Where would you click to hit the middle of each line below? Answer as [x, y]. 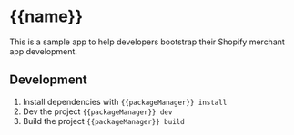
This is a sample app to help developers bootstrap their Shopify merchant [147, 42]
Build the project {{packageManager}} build [103, 121]
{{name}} [46, 17]
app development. [43, 51]
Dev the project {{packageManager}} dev [97, 111]
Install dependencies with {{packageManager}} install [125, 101]
